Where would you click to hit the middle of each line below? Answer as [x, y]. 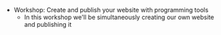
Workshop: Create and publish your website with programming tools [111, 10]
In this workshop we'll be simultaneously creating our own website [119, 17]
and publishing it [48, 24]
